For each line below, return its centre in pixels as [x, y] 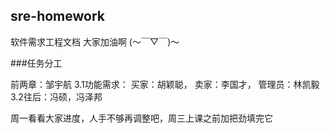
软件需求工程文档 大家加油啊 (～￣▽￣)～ [95, 41]
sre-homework [57, 16]
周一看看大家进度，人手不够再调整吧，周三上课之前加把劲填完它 [141, 118]
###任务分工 [36, 63]
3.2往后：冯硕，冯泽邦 [56, 96]
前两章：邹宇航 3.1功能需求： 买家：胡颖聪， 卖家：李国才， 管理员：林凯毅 [165, 84]
